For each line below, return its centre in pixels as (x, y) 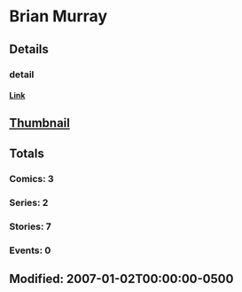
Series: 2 (29, 202)
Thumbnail (40, 123)
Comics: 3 (32, 178)
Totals (27, 153)
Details (29, 49)
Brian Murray (59, 16)
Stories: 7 (30, 226)
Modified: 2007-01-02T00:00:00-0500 (121, 278)
